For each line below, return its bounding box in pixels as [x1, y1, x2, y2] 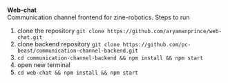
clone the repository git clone [17, 27, 105, 35]
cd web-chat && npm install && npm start [17, 69, 138, 76]
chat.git [17, 34, 43, 41]
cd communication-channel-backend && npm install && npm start [17, 55, 204, 62]
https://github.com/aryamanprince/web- [106, 28, 222, 35]
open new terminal [17, 61, 70, 68]
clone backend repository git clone [17, 40, 120, 48]
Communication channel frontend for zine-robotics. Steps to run [7, 13, 190, 21]
